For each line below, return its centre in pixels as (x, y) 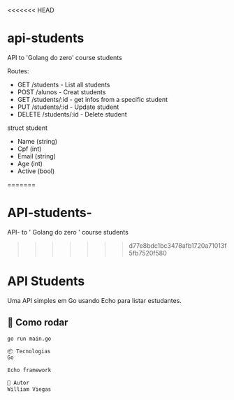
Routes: (18, 71)
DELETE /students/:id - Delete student (72, 114)
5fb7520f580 (148, 253)
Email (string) (36, 156)
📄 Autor (19, 383)
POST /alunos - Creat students (61, 92)
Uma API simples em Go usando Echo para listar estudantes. (94, 300)
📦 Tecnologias (29, 351)
